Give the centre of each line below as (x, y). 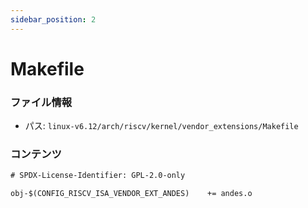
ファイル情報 (41, 102)
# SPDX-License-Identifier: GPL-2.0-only (98, 176)
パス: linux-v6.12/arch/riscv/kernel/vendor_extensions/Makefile (161, 126)
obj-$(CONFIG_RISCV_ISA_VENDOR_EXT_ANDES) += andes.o (131, 194)
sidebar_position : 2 (53, 19)
